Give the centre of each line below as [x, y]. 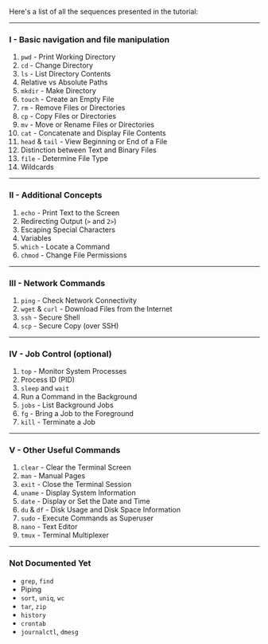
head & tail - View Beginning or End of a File [94, 142]
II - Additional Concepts [56, 195]
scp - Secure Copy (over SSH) [70, 325]
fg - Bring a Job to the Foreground [77, 414]
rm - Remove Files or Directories [73, 108]
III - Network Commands [57, 283]
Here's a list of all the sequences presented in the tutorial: [103, 12]
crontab [33, 624]
